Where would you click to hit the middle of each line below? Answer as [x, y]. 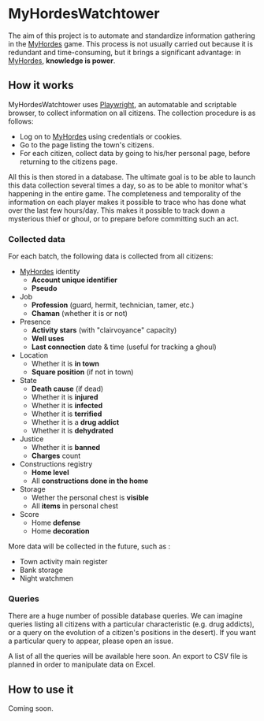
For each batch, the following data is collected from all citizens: [111, 256]
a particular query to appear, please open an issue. [91, 641]
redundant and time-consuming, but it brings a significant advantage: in [125, 52]
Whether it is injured [65, 397]
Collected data [37, 239]
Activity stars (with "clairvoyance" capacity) [104, 330]
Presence [35, 322]
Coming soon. [31, 708]
